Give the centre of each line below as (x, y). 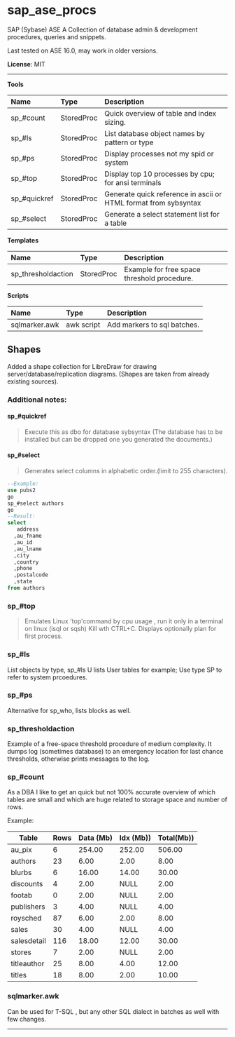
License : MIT (26, 64)
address (28, 529)
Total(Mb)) (176, 838)
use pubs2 (22, 490)
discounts (27, 884)
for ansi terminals (133, 182)
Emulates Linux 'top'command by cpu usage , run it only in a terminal (124, 621)
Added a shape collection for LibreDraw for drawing (82, 366)
